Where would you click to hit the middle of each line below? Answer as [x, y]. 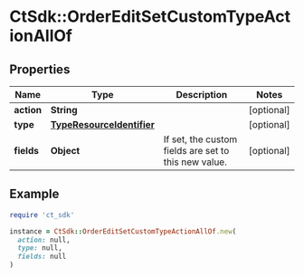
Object [65, 151]
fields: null [42, 257]
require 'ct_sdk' [42, 215]
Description [202, 95]
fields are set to [196, 151]
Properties [40, 69]
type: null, [40, 248]
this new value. [195, 162]
